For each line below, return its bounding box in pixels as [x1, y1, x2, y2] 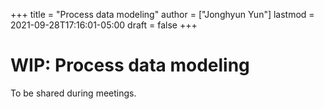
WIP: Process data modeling [10, 54, 250, 77]
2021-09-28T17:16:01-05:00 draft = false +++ [10, 19, 198, 31]
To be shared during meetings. [10, 87, 137, 99]
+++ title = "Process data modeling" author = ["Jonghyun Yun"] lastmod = [10, 9, 315, 20]
